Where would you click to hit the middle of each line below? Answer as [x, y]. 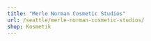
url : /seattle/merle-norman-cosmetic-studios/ [76, 20]
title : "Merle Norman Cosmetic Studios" [67, 14]
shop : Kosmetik [29, 26]
